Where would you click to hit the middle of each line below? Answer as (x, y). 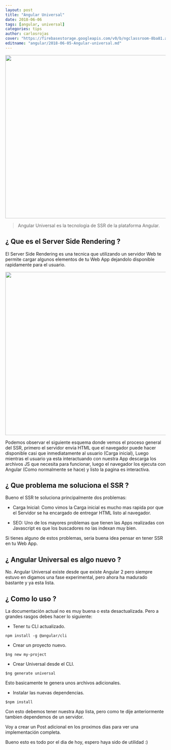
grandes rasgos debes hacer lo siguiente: (49, 616)
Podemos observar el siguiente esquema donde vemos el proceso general (83, 442)
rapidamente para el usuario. (35, 265)
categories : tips (24, 29)
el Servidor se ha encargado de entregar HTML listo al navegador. (82, 513)
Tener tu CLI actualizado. (39, 626)
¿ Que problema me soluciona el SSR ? (67, 485)
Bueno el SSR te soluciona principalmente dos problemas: (66, 497)
